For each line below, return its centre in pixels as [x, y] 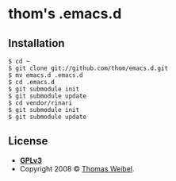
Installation [36, 43]
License [28, 141]
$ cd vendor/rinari [40, 103]
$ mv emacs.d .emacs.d [46, 75]
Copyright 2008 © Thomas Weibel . [77, 168]
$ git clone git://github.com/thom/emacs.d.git [88, 68]
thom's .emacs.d [65, 14]
